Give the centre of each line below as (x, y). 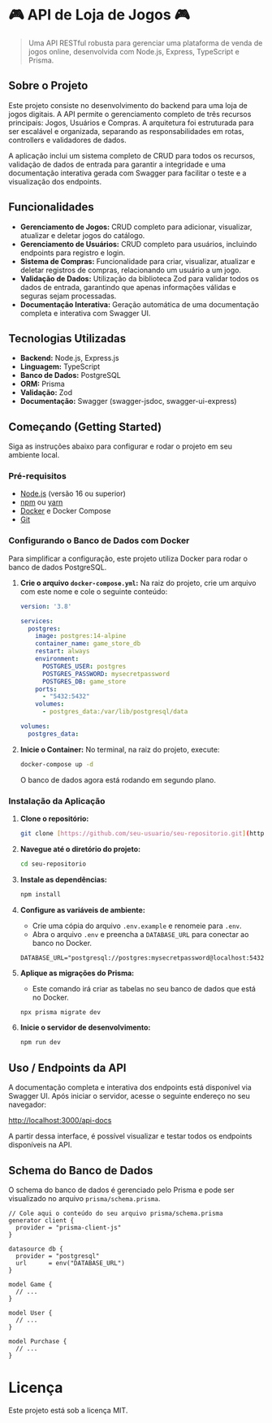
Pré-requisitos (37, 476)
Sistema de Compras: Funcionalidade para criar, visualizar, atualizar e (138, 261)
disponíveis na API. (40, 1145)
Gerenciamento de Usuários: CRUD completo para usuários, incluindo (138, 244)
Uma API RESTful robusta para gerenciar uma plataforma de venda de (145, 43)
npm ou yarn (41, 502)
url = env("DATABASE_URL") (71, 1263)
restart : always (63, 651)
